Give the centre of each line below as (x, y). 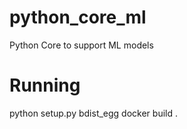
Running (45, 85)
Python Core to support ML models (81, 45)
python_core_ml (78, 17)
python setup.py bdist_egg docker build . (93, 113)
